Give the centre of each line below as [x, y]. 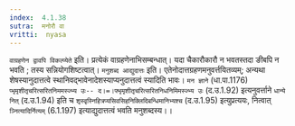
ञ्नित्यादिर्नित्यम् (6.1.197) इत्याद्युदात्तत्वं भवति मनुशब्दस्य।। [91, 111]
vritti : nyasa [38, 34]
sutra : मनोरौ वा [37, 26]
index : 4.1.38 [38, 18]
